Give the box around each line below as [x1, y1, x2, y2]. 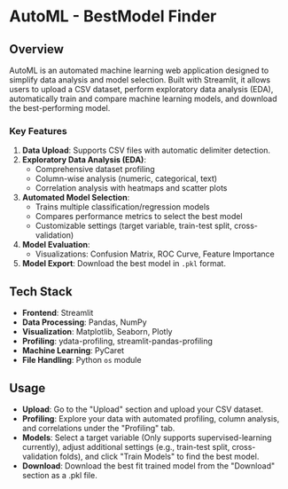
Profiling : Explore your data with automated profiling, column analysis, [21, 413, 280, 423]
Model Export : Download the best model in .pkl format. [21, 258, 226, 269]
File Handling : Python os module [21, 355, 142, 366]
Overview [9, 42, 65, 57]
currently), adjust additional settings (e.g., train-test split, [21, 441, 230, 452]
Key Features [9, 124, 68, 137]
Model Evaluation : [21, 240, 90, 250]
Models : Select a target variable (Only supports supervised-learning [21, 432, 272, 443]
